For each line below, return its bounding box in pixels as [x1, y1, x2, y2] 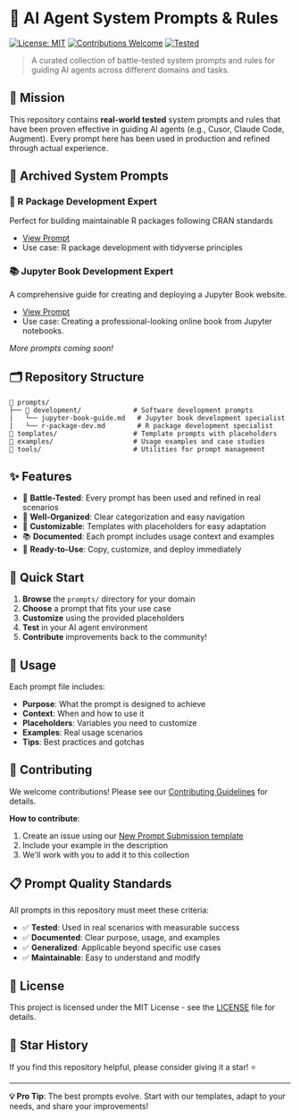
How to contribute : [9, 813, 80, 823]
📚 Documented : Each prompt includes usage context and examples [21, 531, 275, 542]
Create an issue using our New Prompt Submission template [21, 830, 244, 841]
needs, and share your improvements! [9, 1101, 149, 1112]
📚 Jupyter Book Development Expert [9, 265, 174, 278]
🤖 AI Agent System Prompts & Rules [9, 8, 279, 29]
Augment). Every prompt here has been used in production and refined [9, 133, 271, 144]
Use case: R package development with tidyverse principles [21, 242, 243, 253]
